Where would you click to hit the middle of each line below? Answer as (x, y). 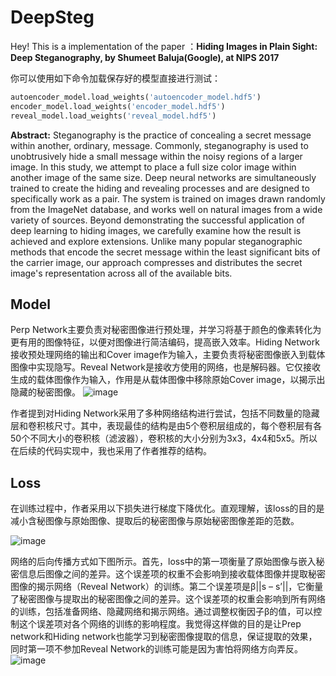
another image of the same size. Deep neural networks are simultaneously (163, 177)
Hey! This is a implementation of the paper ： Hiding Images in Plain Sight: (164, 46)
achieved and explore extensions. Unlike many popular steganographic (156, 241)
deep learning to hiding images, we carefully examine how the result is (156, 230)
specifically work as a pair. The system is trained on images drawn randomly (168, 198)
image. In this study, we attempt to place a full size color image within (153, 167)
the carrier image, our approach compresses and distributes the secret (156, 262)
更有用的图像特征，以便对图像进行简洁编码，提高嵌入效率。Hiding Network (165, 342)
